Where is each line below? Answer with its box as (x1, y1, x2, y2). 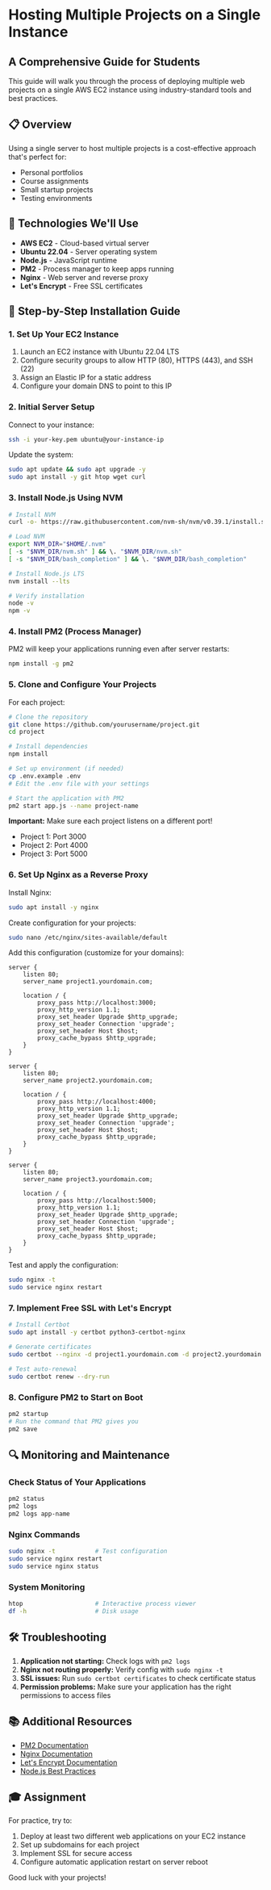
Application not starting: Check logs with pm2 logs (19, 1656, 191, 1666)
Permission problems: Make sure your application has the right (19, 1682, 231, 1691)
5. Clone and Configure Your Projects (8, 679, 157, 690)
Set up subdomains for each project (19, 1840, 140, 1850)
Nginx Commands (8, 1528, 81, 1540)
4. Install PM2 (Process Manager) (8, 626, 142, 637)
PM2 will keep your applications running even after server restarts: (8, 644, 230, 654)
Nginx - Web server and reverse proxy (19, 272, 149, 282)
